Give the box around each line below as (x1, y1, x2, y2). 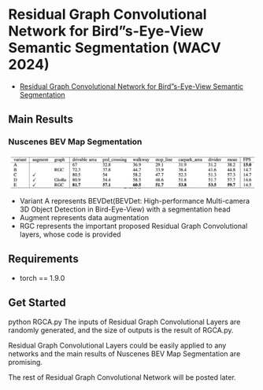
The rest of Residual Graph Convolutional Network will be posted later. (8, 372, 236, 382)
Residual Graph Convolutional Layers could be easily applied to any (8, 340, 227, 350)
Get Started (8, 296, 66, 310)
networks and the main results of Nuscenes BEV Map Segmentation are (8, 348, 241, 359)
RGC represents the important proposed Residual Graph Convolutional (19, 222, 248, 231)
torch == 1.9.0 (19, 273, 65, 282)
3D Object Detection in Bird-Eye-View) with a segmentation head (19, 204, 231, 214)
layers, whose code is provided (19, 230, 121, 239)
